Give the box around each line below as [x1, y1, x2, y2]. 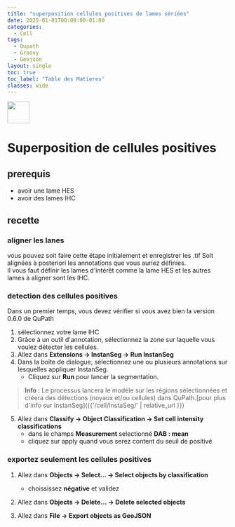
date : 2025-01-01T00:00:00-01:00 [7, 17, 105, 24]
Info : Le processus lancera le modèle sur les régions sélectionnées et [24, 386, 228, 395]
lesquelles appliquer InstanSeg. [17, 365, 109, 374]
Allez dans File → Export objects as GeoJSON [17, 511, 152, 519]
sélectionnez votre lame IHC [17, 328, 100, 336]
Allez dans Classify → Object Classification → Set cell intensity [17, 415, 204, 423]
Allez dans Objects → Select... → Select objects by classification [17, 470, 208, 479]
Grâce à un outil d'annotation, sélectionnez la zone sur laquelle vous [17, 336, 215, 344]
